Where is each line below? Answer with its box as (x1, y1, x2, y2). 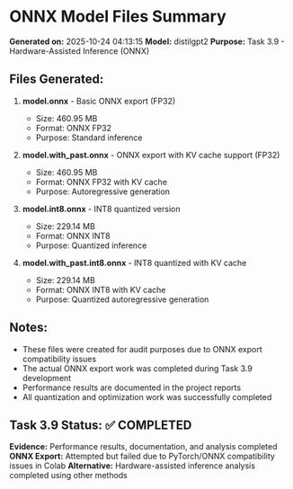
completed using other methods (9, 470, 129, 481)
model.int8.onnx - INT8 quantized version (22, 203, 181, 214)
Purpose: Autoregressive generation (35, 186, 171, 197)
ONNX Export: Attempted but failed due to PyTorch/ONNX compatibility (9, 451, 276, 462)
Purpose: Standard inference (35, 132, 143, 143)
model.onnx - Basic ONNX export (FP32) (22, 95, 176, 106)
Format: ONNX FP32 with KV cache (35, 176, 168, 187)
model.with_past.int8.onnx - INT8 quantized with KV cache (22, 257, 247, 268)
